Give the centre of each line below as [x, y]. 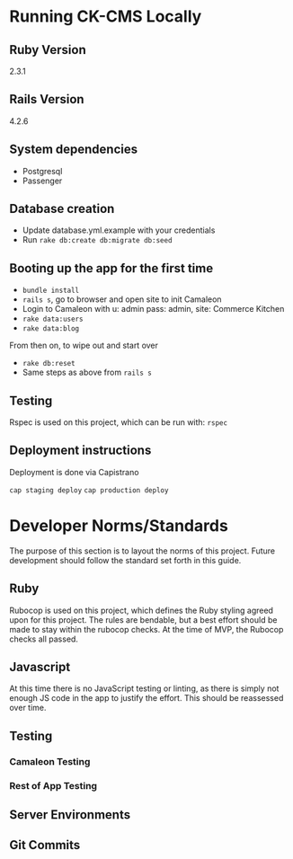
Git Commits [45, 845]
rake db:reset [49, 364]
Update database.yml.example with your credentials [119, 230]
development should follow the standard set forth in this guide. [125, 560]
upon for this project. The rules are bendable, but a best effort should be [143, 620]
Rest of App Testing [53, 785]
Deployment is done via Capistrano [74, 472]
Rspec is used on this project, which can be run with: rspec [118, 422]
